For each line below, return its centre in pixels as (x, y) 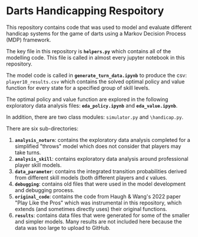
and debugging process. (45, 190)
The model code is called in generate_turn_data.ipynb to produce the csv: (97, 75)
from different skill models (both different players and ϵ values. (91, 177)
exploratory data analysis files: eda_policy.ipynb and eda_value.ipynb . (92, 105)
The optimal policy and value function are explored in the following (87, 99)
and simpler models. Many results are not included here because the (98, 221)
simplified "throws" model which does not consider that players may (98, 146)
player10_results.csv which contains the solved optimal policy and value (95, 82)
